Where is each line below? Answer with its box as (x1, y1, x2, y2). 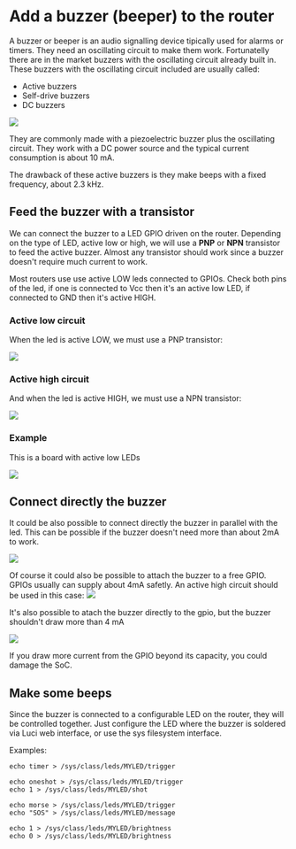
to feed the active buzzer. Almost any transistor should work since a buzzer (9, 246, 285, 258)
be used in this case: (9, 590, 85, 601)
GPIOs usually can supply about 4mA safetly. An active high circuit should (9, 580, 278, 590)
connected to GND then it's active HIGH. (9, 292, 156, 303)
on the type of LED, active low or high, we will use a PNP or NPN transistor (9, 237, 281, 248)
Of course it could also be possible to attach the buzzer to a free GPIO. (9, 570, 267, 581)
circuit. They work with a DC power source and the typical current (9, 143, 249, 153)
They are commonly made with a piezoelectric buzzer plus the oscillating (9, 133, 276, 143)
